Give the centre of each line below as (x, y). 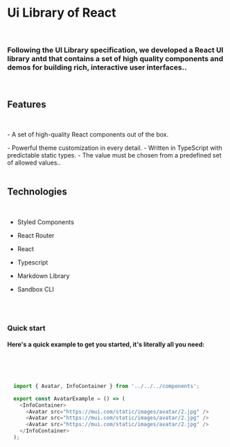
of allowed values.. (34, 163)
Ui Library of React (62, 13)
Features (27, 104)
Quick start (27, 328)
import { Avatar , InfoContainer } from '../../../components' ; (106, 386)
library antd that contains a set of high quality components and (115, 58)
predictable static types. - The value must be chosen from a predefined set (114, 155)
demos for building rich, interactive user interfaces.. (97, 67)
